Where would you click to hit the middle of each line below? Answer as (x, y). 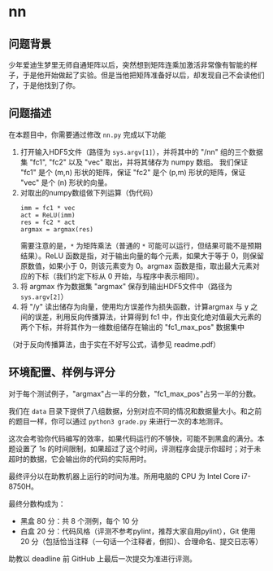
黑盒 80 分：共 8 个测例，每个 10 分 (80, 520)
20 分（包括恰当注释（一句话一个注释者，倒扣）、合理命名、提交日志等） (141, 541)
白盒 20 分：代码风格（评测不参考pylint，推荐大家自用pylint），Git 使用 (138, 531)
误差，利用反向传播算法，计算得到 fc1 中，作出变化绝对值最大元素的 (148, 317)
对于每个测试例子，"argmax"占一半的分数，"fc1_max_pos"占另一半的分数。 (134, 393)
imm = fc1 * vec (48, 208)
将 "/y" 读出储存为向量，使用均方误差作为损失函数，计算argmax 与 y (134, 306)
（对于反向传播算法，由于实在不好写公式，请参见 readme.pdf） (115, 344)
